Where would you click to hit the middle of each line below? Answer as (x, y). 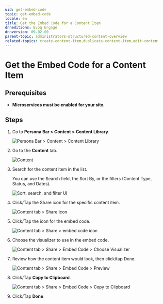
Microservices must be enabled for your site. (58, 105)
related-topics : (21, 41)
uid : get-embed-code (26, 9)
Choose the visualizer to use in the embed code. (60, 240)
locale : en (16, 18)
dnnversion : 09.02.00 (27, 32)
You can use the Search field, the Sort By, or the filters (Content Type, (82, 178)
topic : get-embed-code (28, 14)
